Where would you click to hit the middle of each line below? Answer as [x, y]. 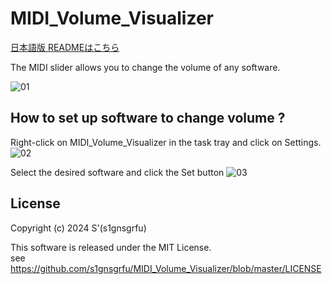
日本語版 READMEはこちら [65, 47]
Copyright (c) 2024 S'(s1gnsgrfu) [78, 228]
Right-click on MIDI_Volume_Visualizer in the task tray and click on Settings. [166, 142]
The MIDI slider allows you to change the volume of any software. [145, 67]
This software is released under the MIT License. [111, 247]
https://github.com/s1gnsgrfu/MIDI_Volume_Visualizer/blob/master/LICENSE [166, 268]
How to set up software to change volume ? [148, 118]
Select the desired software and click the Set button [117, 172]
